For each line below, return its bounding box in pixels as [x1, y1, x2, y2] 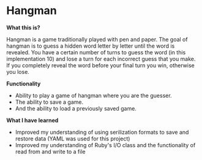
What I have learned [6, 117, 59, 124]
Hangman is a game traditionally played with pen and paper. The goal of [6, 35, 188, 43]
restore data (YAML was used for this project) [15, 135, 130, 142]
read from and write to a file [15, 148, 86, 155]
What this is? [6, 24, 41, 31]
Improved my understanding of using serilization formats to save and [15, 128, 189, 136]
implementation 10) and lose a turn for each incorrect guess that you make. [6, 55, 196, 62]
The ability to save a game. [15, 98, 84, 106]
